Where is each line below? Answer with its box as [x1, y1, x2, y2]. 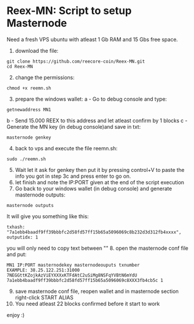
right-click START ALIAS [15, 294, 73, 301]
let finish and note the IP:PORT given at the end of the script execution [15, 178, 185, 185]
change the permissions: [15, 74, 75, 81]
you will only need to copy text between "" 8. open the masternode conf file [6, 244, 189, 251]
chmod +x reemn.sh [6, 85, 51, 91]
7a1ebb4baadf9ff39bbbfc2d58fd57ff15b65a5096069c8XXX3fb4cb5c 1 [6, 277, 164, 283]
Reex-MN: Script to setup [6, 4, 132, 18]
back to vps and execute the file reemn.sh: [15, 144, 118, 151]
